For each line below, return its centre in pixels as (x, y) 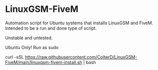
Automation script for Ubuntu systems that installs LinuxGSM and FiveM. (79, 23)
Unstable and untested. (29, 38)
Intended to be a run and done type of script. (51, 28)
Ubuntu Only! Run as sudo (32, 47)
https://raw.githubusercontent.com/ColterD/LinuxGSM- (81, 57)
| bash (90, 62)
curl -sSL (14, 57)
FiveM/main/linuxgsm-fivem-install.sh (44, 62)
